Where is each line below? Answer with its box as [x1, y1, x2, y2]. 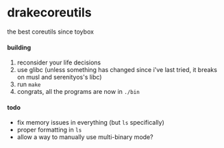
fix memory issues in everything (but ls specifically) [16, 119, 164, 127]
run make [16, 80, 41, 88]
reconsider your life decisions [16, 58, 101, 66]
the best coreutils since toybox [7, 27, 95, 36]
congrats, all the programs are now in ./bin [16, 88, 140, 96]
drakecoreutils [7, 5, 92, 21]
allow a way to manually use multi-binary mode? [16, 133, 153, 141]
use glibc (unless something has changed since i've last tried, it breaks [16, 66, 218, 74]
